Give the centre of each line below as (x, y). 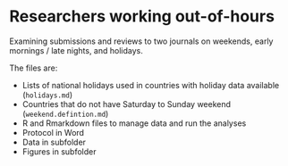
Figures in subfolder (59, 151)
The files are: (34, 68)
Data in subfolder (54, 142)
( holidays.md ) (47, 95)
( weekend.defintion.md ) (65, 113)
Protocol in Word (53, 132)
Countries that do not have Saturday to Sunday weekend (126, 104)
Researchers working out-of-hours (142, 17)
